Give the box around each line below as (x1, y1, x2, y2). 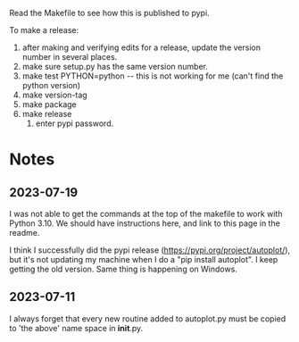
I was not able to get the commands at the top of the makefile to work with (9, 209, 283, 219)
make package (21, 99, 78, 110)
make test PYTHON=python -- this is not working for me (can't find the (21, 71, 284, 81)
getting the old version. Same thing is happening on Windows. (9, 263, 238, 274)
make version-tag (21, 89, 87, 100)
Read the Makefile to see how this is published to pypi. (9, 8, 210, 18)
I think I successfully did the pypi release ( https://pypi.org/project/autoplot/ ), (9, 245, 291, 255)
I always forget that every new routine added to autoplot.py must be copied (9, 313, 287, 324)
